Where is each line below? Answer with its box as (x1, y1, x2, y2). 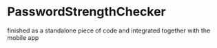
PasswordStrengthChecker (7, 4, 167, 20)
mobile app (7, 33, 39, 41)
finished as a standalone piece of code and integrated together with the (7, 26, 211, 34)
